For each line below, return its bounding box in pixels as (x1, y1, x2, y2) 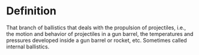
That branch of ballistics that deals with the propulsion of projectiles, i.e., (6, 24, 186, 31)
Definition (6, 4, 57, 18)
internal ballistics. (6, 43, 50, 50)
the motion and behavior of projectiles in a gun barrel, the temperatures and (6, 30, 194, 37)
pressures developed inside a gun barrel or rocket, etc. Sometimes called (6, 36, 187, 44)
